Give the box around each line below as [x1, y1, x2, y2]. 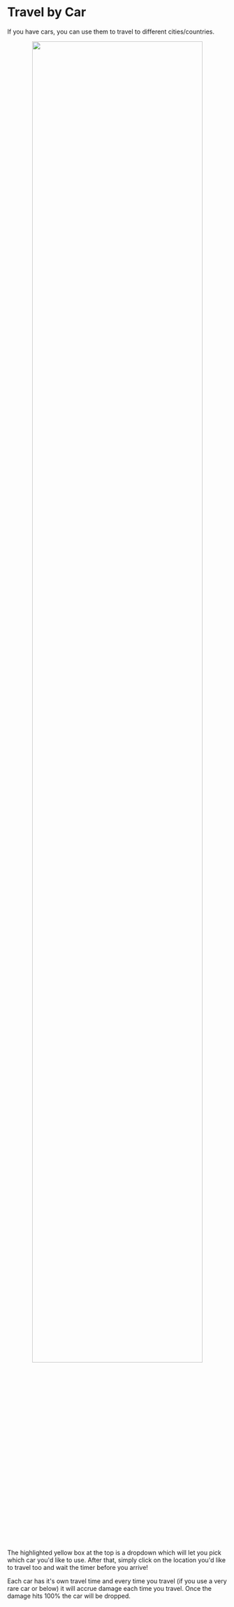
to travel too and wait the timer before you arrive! [7, 1563, 149, 1571]
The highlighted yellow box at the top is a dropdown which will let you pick [7, 1548, 221, 1557]
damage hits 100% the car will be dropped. [7, 1592, 131, 1600]
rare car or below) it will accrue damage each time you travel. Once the [7, 1584, 212, 1592]
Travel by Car [7, 4, 87, 20]
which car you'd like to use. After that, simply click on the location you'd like [7, 1555, 226, 1564]
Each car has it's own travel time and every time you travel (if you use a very [7, 1576, 227, 1585]
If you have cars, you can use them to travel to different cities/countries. [7, 27, 215, 36]
